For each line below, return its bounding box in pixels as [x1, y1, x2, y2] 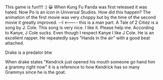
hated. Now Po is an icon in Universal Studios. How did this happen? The [5, 9, 151, 15]
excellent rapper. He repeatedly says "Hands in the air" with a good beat [5, 35, 150, 41]
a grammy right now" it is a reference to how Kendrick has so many [5, 64, 140, 70]
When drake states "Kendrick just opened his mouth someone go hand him [5, 59, 156, 64]
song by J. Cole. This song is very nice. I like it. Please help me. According [5, 25, 154, 31]
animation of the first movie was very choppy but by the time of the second [5, 15, 156, 20]
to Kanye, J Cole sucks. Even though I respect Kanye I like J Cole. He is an [5, 30, 154, 35]
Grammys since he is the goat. [5, 69, 66, 75]
